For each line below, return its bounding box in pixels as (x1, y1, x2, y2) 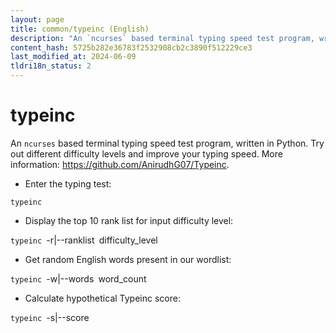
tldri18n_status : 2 (10, 61, 92, 71)
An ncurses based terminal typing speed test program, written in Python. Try (10, 137, 325, 149)
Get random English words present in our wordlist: (24, 253, 232, 265)
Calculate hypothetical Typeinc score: (24, 292, 181, 304)
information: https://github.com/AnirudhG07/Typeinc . (10, 158, 230, 170)
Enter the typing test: (24, 177, 112, 190)
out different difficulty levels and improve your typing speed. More (10, 147, 283, 160)
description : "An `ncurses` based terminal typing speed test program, (10, 33, 315, 43)
